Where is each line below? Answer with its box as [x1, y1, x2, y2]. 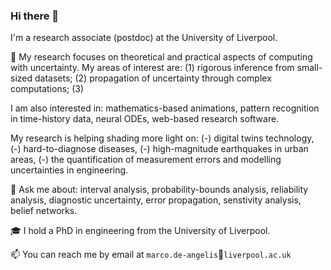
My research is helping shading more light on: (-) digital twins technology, [10, 132, 315, 144]
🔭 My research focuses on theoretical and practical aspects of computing [10, 51, 313, 63]
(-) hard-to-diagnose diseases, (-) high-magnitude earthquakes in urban [10, 143, 309, 155]
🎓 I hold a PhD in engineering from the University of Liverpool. [10, 225, 271, 237]
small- [296, 62, 323, 74]
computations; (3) [10, 83, 85, 95]
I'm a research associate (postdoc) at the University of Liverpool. [10, 32, 278, 44]
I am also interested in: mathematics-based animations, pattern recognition [10, 102, 320, 114]
